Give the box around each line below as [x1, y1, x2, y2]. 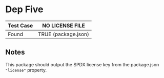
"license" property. [5, 67, 47, 73]
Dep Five [5, 4, 44, 15]
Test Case [8, 22, 33, 29]
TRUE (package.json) [37, 31, 90, 38]
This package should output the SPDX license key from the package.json [5, 61, 159, 67]
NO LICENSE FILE [42, 22, 86, 29]
